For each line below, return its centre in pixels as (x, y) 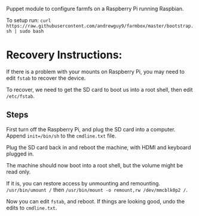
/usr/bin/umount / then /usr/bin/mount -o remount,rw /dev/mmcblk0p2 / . (97, 190)
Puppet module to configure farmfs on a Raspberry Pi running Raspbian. (95, 9)
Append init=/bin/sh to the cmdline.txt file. (61, 136)
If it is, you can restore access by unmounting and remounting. (83, 183)
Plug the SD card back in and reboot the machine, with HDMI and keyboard (99, 147)
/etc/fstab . (20, 96)
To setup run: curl (29, 20)
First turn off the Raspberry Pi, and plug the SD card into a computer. (91, 129)
